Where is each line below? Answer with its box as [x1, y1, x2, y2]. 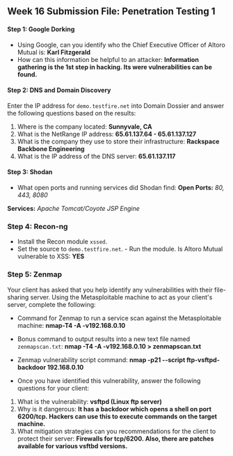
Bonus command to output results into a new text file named [17, 334, 191, 343]
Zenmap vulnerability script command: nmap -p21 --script [17, 355, 186, 364]
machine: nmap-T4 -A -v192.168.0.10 [17, 321, 126, 329]
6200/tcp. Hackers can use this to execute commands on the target [17, 412, 218, 420]
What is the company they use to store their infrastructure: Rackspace [17, 137, 220, 146]
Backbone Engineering [17, 144, 85, 152]
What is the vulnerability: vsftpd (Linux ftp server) [17, 397, 162, 406]
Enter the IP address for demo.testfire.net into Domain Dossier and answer [7, 101, 225, 110]
